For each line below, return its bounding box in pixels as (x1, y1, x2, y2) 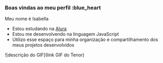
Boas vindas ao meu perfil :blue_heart (5, 4, 101, 11)
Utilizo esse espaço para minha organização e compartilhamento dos (12, 36, 158, 43)
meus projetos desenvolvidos (12, 42, 75, 48)
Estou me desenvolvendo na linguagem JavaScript (12, 31, 119, 37)
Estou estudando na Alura (12, 26, 67, 32)
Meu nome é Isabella (5, 16, 49, 22)
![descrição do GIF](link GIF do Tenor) (5, 52, 85, 58)
